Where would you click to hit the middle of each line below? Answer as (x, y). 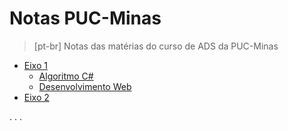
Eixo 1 (35, 65)
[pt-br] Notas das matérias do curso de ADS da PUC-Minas (156, 46)
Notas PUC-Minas (85, 18)
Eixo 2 (36, 97)
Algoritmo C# (66, 76)
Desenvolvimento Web (85, 86)
